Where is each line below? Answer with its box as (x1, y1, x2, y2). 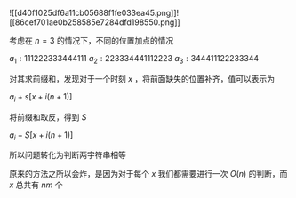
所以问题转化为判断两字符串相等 (9, 150, 126, 161)
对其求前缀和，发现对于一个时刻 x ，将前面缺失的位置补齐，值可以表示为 (9, 73, 276, 83)
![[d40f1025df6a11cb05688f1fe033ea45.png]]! (9, 8, 180, 18)
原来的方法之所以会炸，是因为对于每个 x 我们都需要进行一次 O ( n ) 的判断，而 (9, 169, 288, 179)
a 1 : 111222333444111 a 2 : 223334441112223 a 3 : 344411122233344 (9, 53, 260, 66)
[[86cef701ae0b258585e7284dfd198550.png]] (9, 17, 180, 28)
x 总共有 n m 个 (9, 179, 64, 190)
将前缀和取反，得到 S (9, 111, 87, 123)
